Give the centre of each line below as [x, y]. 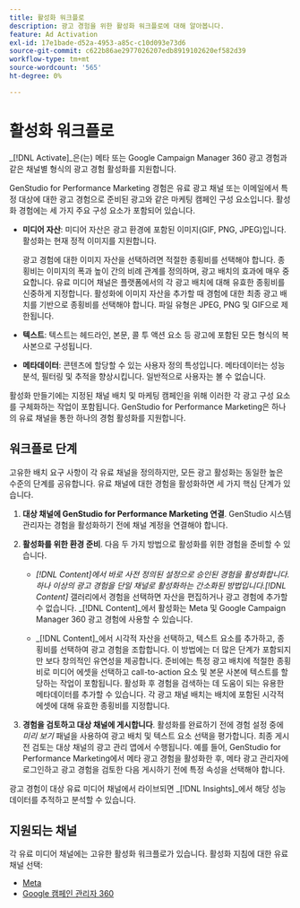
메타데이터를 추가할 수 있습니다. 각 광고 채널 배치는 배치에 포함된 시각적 [160, 694]
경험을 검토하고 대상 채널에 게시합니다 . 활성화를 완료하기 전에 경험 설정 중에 [153, 724]
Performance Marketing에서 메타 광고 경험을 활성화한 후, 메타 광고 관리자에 [155, 758]
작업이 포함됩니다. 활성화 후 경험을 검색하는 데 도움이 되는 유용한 [172, 683]
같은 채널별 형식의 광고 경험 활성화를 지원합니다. [93, 169]
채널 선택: [26, 865]
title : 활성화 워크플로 [47, 17]
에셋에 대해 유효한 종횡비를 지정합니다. [103, 705]
